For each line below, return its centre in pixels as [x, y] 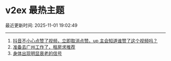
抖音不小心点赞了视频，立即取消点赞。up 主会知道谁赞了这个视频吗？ [85, 40]
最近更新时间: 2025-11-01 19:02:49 [41, 25]
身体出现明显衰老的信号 [37, 53]
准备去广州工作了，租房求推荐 [44, 47]
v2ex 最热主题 [35, 10]
